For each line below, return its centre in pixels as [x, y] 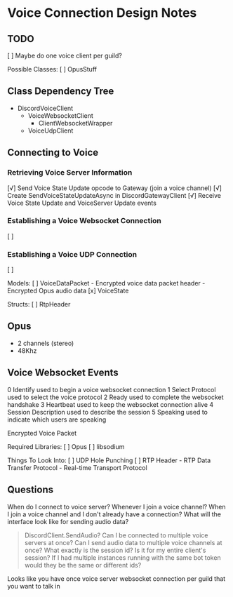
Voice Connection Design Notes [102, 13]
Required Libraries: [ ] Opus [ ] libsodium [66, 446]
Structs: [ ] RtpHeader [39, 304]
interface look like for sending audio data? [68, 521]
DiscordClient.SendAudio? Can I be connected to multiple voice [116, 535]
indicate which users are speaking [57, 420]
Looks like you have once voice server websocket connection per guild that [116, 578]
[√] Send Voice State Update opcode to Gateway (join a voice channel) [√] [115, 188]
